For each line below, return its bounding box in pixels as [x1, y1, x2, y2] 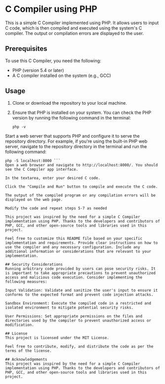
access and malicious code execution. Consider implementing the [5, 275, 142, 280]
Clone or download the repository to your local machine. [12, 100, 127, 106]
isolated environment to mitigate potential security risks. [5, 305, 134, 310]
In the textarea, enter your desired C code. [5, 175, 100, 181]
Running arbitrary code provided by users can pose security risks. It [5, 266, 156, 271]
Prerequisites [5, 44, 47, 53]
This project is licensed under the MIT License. [5, 335, 110, 340]
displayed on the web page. [5, 197, 63, 202]
